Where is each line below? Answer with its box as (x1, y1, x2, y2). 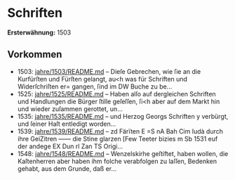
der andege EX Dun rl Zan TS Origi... (17, 142, 123, 150)
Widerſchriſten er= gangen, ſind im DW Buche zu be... (17, 82, 173, 91)
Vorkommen (7, 49, 62, 60)
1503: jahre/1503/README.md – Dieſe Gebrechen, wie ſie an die (17, 67, 201, 75)
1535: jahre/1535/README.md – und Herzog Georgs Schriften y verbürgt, (17, 112, 229, 120)
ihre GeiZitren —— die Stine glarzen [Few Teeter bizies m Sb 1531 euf (17, 134, 218, 143)
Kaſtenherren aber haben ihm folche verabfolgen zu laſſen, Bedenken (17, 157, 217, 165)
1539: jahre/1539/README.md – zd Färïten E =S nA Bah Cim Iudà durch (17, 127, 223, 135)
